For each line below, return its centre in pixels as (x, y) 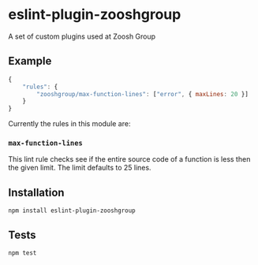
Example (30, 61)
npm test (22, 253)
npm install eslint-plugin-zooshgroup (72, 211)
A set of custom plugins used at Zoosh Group (82, 36)
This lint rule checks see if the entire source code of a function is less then (129, 159)
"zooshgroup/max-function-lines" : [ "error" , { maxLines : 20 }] (142, 94)
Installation (36, 192)
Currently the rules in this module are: (69, 124)
